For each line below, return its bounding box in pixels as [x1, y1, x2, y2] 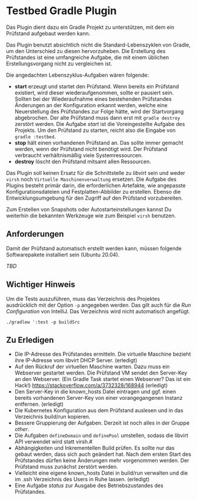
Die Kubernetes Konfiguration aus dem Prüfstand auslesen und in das [14, 407, 183, 414]
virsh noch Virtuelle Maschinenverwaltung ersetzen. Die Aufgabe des [6, 176, 177, 183]
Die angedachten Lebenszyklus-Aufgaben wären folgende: [6, 71, 149, 78]
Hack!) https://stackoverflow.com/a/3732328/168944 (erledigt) [14, 382, 168, 389]
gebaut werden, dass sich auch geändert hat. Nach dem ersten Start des [14, 451, 192, 458]
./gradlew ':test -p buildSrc [6, 319, 81, 325]
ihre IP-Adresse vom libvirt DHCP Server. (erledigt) [14, 357, 138, 364]
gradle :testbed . [14, 133, 56, 140]
